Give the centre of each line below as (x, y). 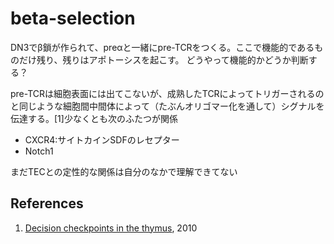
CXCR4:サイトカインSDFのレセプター (102, 139)
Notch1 (39, 151)
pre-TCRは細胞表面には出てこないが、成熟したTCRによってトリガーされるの (167, 93)
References (47, 203)
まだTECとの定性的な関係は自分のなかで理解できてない (124, 171)
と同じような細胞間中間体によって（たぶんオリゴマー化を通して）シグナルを (167, 106)
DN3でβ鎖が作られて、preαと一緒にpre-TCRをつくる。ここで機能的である (162, 47)
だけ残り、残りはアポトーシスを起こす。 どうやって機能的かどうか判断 (163, 59)
